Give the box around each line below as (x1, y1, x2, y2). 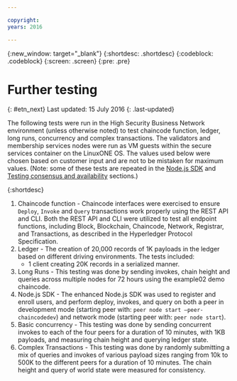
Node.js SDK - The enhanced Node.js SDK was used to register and (17, 290, 216, 299)
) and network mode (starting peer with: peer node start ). (55, 313, 226, 321)
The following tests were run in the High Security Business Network (7, 119, 205, 127)
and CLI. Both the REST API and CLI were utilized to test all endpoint (17, 214, 217, 223)
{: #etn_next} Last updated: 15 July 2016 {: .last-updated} (7, 105, 175, 114)
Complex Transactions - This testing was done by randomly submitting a (17, 343, 231, 352)
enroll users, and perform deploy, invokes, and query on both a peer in (17, 298, 224, 306)
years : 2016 (7, 23, 43, 31)
